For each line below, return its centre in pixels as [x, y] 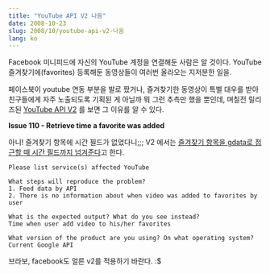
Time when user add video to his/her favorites [90, 224]
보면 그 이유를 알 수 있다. [126, 110]
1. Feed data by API [43, 189]
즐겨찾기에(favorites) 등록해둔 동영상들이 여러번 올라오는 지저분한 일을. [120, 73]
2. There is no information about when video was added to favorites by [133, 196]
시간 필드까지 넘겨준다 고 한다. [78, 152]
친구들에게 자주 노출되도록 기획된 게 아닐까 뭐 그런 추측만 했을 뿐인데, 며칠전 [128, 100]
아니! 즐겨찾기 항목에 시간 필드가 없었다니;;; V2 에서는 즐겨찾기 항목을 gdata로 [131, 143]
